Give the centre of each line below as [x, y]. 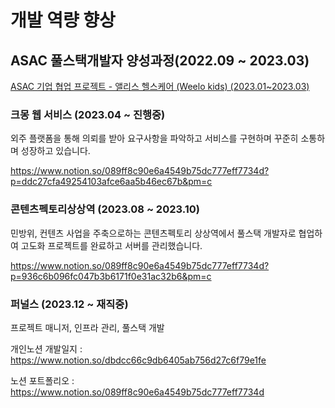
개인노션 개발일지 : [46, 348]
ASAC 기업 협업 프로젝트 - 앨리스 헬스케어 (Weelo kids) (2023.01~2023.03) [160, 86]
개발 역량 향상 [63, 20]
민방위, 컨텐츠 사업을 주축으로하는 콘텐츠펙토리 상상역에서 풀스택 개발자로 [153, 233]
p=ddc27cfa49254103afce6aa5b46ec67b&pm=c [111, 182]
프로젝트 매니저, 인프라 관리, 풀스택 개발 [87, 327]
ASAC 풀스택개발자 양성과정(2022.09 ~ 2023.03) [160, 60]
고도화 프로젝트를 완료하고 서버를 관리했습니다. [111, 245]
